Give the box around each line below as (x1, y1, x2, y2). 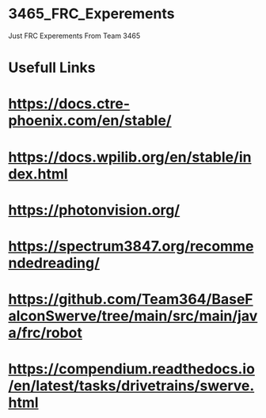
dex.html (8, 165, 69, 183)
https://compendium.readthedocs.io (8, 360, 256, 378)
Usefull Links (8, 59, 97, 77)
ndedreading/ (8, 254, 101, 272)
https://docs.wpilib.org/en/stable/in (8, 148, 252, 166)
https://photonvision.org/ (8, 201, 180, 218)
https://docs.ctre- (8, 95, 131, 113)
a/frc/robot (8, 324, 83, 342)
